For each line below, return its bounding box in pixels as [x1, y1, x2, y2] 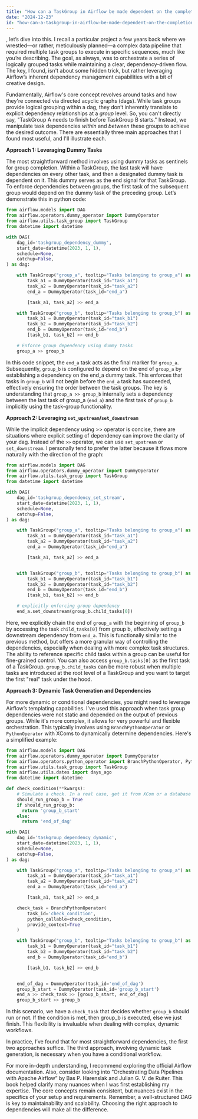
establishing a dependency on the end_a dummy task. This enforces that [6, 371, 183, 379]
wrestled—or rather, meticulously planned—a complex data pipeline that [6, 42, 181, 49]
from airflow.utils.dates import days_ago [6, 769, 112, 775]
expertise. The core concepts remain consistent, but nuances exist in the [6, 1087, 183, 1094]
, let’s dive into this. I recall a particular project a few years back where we [6, 36, 186, 43]
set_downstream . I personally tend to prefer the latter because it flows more [6, 444, 187, 452]
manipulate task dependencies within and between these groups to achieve [6, 122, 190, 130]
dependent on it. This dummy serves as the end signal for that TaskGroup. [6, 177, 187, 184]
